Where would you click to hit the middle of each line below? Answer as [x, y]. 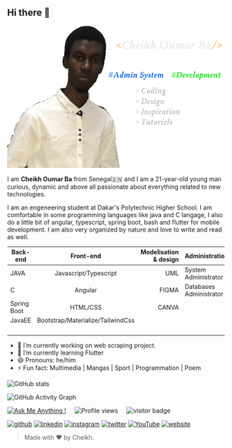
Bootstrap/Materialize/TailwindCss [86, 320]
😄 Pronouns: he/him [46, 360]
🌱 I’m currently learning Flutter [60, 353]
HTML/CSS [86, 307]
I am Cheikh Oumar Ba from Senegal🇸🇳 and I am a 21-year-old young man [115, 179]
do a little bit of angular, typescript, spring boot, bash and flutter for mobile [113, 222]
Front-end [86, 256]
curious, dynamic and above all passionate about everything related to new [114, 187]
